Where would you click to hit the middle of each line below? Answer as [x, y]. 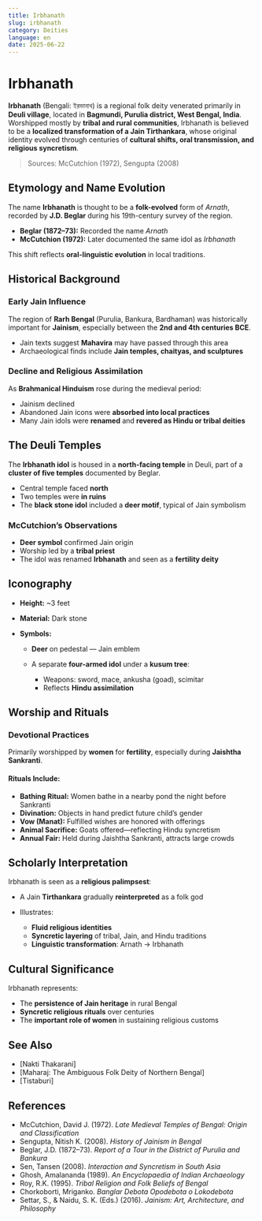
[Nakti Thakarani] [48, 1064]
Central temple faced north [64, 488]
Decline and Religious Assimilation [76, 372]
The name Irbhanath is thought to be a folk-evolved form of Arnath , [119, 207]
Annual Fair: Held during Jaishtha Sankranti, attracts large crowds [127, 838]
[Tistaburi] [36, 1081]
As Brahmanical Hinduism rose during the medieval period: [105, 388]
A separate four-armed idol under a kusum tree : [111, 664]
